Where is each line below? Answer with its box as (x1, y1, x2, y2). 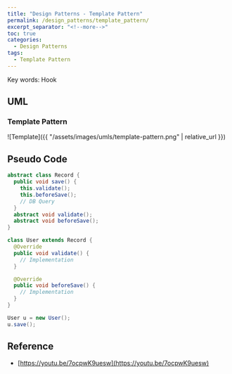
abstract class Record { (7, 172, 80, 179)
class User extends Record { (7, 237, 93, 244)
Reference (7, 340, 54, 352)
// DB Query (20, 198, 55, 205)
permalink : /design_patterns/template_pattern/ (7, 17, 150, 24)
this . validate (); (20, 185, 71, 192)
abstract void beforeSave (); (13, 217, 99, 225)
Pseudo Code (7, 153, 68, 165)
